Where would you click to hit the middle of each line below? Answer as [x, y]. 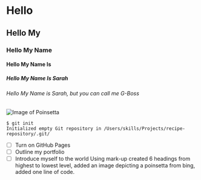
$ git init [20, 123]
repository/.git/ [28, 133]
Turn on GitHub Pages [43, 145]
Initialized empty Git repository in [54, 128]
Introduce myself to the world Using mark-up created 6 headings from [103, 158]
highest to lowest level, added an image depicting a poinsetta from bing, [105, 165]
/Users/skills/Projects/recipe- [145, 128]
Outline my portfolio [40, 152]
